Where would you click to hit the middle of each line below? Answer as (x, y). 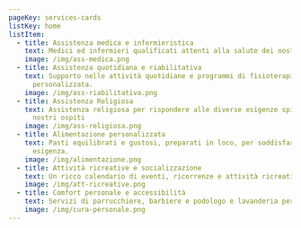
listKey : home (35, 26)
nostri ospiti (59, 118)
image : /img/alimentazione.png (83, 159)
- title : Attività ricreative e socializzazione (109, 168)
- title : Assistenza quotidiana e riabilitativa (109, 68)
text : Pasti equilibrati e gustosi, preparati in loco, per (139, 143)
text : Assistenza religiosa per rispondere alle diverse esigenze (151, 110)
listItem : (27, 34)
